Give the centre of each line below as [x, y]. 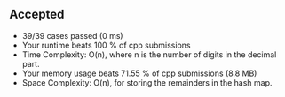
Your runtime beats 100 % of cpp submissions [106, 45]
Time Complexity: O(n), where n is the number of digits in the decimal [149, 54]
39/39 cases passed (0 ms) [72, 35]
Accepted [37, 15]
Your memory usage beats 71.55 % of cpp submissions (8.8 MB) [139, 73]
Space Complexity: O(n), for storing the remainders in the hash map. [147, 82]
